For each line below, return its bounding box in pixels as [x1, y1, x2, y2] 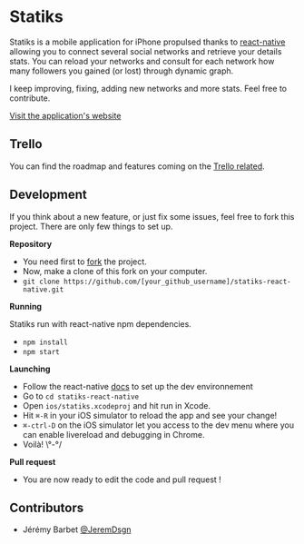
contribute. [9, 93, 51, 104]
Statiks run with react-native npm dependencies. [9, 318, 192, 329]
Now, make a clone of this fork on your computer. [22, 265, 208, 276]
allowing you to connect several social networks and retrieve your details [9, 45, 282, 56]
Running [9, 301, 43, 312]
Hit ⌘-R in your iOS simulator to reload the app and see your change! [22, 410, 278, 420]
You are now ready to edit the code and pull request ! [22, 474, 222, 485]
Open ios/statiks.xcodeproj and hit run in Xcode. [22, 400, 211, 410]
